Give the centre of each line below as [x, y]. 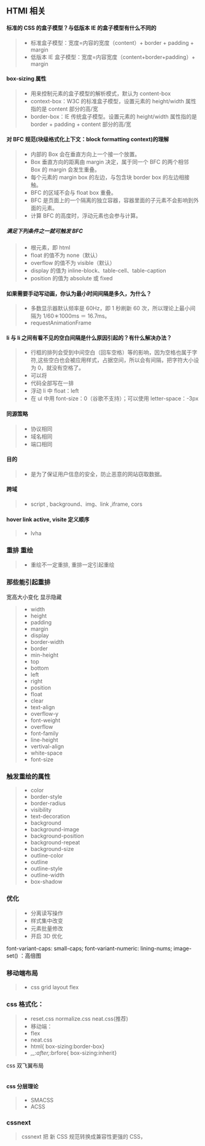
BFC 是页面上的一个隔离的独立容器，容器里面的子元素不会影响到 [112, 200]
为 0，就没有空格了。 [57, 368]
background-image [55, 830]
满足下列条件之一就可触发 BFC [45, 231]
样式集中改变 [47, 921]
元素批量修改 [47, 928]
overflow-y [44, 713]
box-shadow [46, 882]
